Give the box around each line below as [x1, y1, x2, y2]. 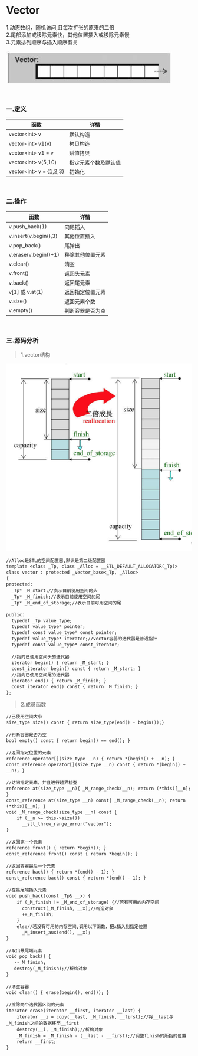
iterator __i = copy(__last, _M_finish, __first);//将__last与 [16, 1014, 174, 1020]
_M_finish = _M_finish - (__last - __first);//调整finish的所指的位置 [16, 1033, 187, 1039]
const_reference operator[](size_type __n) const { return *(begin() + [6, 762, 186, 768]
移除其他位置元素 [64, 251, 106, 259]
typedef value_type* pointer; [11, 624, 85, 630]
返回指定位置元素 [64, 289, 106, 296]
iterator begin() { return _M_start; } [11, 660, 110, 666]
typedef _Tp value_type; [11, 618, 72, 624]
